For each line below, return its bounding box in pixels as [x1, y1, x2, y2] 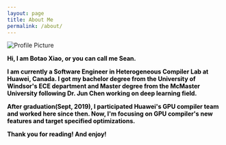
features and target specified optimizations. [7, 117, 136, 125]
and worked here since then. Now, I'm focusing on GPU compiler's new [7, 110, 214, 118]
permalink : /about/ [7, 22, 63, 29]
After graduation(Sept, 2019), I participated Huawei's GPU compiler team [7, 103, 219, 111]
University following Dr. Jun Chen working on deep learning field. [7, 89, 197, 97]
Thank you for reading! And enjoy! [7, 130, 107, 138]
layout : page [7, 10, 45, 17]
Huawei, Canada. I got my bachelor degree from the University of [7, 75, 197, 83]
